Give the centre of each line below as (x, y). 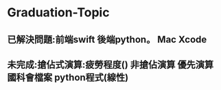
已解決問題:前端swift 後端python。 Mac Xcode (107, 39)
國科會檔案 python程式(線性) (68, 77)
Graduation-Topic (58, 13)
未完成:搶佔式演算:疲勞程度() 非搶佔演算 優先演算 (110, 64)
